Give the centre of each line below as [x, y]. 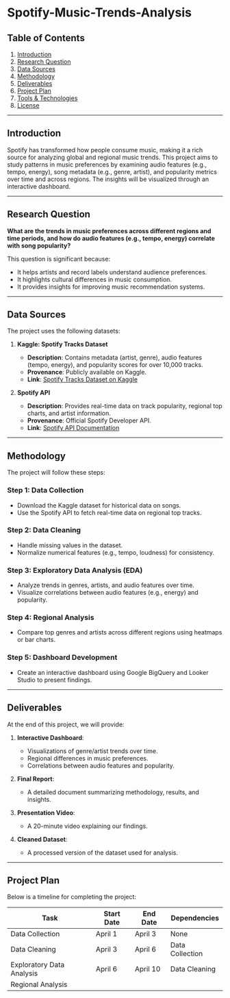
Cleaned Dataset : [42, 839]
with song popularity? [39, 246]
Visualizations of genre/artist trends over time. [92, 751]
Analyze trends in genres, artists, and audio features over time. [106, 585]
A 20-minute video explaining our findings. [88, 826]
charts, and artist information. [69, 414]
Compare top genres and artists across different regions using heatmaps [119, 632]
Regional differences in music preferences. [88, 758]
